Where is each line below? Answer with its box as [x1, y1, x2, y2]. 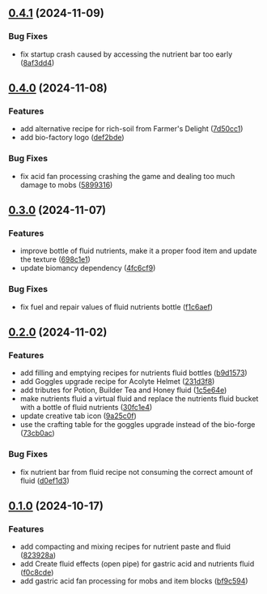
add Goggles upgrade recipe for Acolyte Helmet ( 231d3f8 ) [19, 377, 215, 387]
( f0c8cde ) [19, 567, 54, 578]
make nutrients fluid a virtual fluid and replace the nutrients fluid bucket [19, 394, 259, 404]
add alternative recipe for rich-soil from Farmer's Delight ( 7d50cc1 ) [19, 124, 244, 134]
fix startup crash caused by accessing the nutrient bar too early [19, 49, 233, 59]
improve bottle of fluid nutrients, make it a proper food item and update [19, 246, 257, 256]
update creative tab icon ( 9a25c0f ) [19, 411, 138, 421]
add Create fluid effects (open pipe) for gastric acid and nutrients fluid [19, 559, 255, 569]
